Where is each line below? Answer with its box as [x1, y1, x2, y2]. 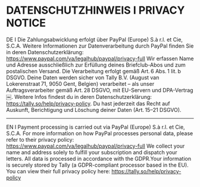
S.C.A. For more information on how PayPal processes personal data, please [6, 129, 193, 137]
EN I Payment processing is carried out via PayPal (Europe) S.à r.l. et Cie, [6, 123, 186, 130]
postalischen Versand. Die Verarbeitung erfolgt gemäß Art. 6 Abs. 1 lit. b [6, 67, 182, 74]
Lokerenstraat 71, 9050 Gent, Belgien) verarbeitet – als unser [6, 80, 155, 87]
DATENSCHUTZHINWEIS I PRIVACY [6, 4, 185, 17]
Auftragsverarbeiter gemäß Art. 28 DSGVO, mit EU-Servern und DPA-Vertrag [6, 86, 193, 93]
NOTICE [6, 16, 46, 30]
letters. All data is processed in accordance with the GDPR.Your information [6, 155, 192, 162]
